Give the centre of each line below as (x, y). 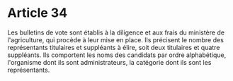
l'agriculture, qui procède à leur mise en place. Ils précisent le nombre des (116, 39)
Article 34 (38, 13)
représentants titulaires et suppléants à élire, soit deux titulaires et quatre (114, 47)
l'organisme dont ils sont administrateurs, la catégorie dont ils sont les (109, 62)
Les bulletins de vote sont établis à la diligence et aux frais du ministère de (116, 32)
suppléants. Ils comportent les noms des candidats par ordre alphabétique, (117, 55)
